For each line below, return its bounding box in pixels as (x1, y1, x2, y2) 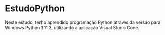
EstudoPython (5, 3, 65, 14)
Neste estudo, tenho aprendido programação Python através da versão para (5, 19, 161, 25)
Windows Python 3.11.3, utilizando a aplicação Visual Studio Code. (5, 24, 140, 30)
